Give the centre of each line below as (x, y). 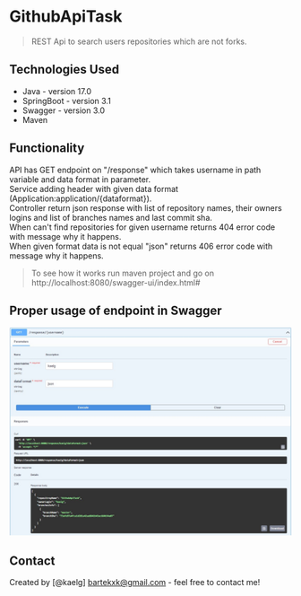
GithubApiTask (66, 17)
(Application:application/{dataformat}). (81, 198)
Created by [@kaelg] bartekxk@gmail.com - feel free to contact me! (135, 583)
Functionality (47, 149)
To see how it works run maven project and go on (123, 273)
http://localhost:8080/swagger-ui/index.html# (116, 282)
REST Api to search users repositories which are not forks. (139, 41)
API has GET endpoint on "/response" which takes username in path (135, 170)
